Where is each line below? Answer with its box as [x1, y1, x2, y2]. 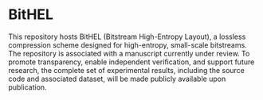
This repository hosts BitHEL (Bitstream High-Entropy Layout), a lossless [8, 32, 246, 41]
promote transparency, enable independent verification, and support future [8, 57, 255, 67]
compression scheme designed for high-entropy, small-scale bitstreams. [8, 40, 247, 49]
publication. [8, 82, 47, 92]
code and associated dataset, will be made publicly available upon [8, 74, 226, 83]
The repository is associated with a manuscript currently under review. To [8, 48, 250, 58]
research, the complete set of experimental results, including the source [8, 65, 245, 75]
